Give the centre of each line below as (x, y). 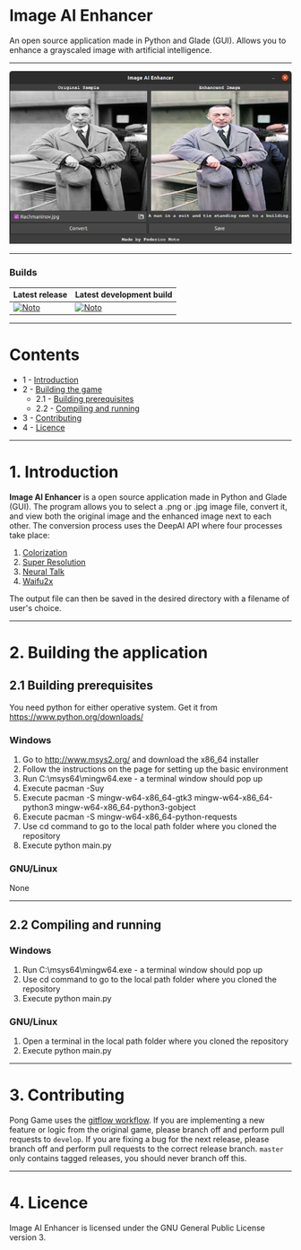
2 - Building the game (62, 389)
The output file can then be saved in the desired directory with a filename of (150, 599)
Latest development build (124, 294)
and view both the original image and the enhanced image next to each (140, 516)
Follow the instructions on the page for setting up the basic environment (155, 769)
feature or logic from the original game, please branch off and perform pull (147, 1130)
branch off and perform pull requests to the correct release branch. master (146, 1149)
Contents (45, 354)
